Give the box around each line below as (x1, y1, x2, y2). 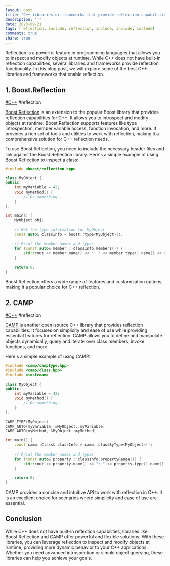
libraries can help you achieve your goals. (5, 555, 92, 561)
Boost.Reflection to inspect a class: (5, 157, 79, 163)
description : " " (5, 17, 42, 22)
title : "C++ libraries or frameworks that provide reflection (5, 12, 139, 17)
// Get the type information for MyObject (14, 227, 105, 232)
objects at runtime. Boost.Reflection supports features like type (5, 120, 137, 126)
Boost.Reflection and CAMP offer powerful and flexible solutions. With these (5, 533, 164, 540)
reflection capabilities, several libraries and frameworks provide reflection (5, 60, 159, 66)
